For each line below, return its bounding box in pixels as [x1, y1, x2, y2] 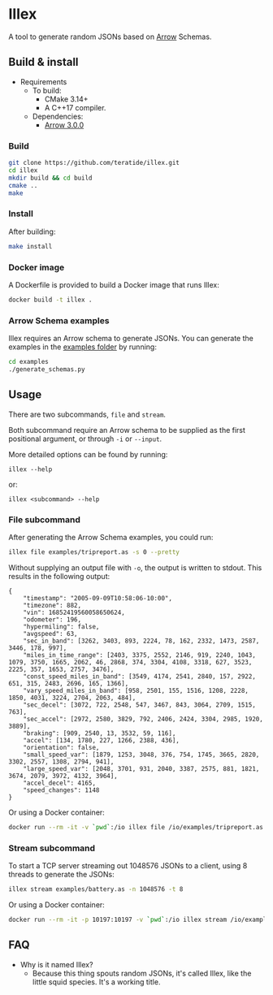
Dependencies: [32, 111, 84, 121]
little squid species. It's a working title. [32, 976, 161, 987]
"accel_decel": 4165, [23, 779, 96, 787]
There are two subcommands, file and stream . [8, 409, 167, 419]
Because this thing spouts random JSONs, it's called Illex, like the [32, 968, 252, 978]
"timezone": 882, [23, 601, 82, 609]
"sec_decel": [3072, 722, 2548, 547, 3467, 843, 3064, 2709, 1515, [23, 700, 256, 709]
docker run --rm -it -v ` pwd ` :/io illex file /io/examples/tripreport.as [8, 823, 264, 831]
